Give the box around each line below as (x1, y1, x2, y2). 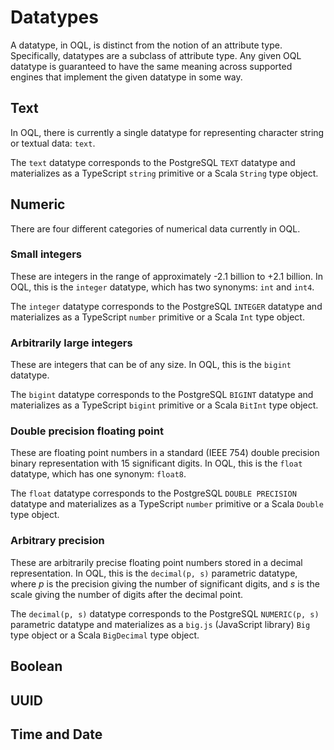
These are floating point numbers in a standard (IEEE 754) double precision (10, 447, 320, 459)
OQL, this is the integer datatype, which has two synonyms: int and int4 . (10, 281, 315, 293)
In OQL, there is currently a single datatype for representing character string (10, 126, 325, 138)
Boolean (10, 658, 63, 675)
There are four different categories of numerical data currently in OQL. (10, 222, 301, 235)
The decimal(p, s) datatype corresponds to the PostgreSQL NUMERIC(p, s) (10, 607, 320, 620)
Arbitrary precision (10, 534, 105, 548)
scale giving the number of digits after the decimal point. (10, 588, 243, 600)
